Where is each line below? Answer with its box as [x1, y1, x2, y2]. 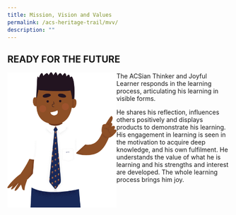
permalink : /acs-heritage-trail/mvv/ [7, 18, 119, 26]
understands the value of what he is [116, 153, 221, 161]
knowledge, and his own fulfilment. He [116, 145, 228, 154]
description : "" [7, 26, 55, 33]
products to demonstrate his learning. [116, 123, 226, 132]
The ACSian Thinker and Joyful [116, 72, 207, 80]
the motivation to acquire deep [116, 138, 206, 147]
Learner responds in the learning [116, 80, 212, 88]
